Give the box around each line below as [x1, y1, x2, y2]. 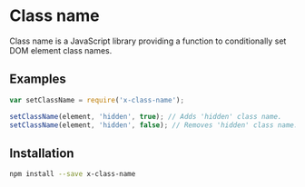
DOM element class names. [9, 44, 113, 55]
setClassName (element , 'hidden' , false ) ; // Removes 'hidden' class [9, 120, 274, 130]
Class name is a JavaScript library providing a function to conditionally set [9, 35, 287, 46]
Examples [9, 72, 66, 87]
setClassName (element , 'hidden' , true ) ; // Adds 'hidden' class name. [9, 112, 282, 121]
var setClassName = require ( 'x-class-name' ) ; [9, 95, 184, 104]
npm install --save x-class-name [9, 170, 136, 179]
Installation [9, 145, 74, 161]
